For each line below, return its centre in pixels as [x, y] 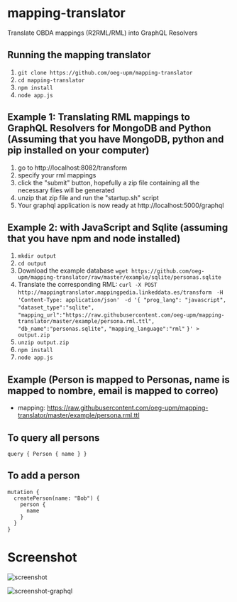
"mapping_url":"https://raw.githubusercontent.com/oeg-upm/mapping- [121, 315]
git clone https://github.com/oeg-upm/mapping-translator [105, 72]
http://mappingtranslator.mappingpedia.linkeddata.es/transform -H [120, 292]
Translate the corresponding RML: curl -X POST [87, 285]
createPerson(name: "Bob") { [57, 498]
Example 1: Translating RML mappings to [99, 117]
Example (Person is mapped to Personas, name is [118, 379]
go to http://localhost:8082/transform [72, 168]
